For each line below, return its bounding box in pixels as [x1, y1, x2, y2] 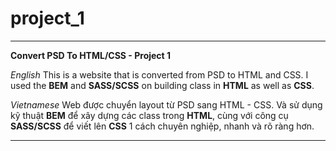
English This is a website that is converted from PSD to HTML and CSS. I [10, 68, 309, 81]
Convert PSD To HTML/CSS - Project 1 [10, 49, 172, 61]
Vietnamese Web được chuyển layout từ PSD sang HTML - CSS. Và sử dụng [10, 98, 323, 111]
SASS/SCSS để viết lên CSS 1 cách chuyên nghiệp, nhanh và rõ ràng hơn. [10, 120, 315, 132]
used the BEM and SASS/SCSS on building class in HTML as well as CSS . [10, 79, 315, 91]
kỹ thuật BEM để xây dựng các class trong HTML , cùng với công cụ [10, 109, 289, 121]
